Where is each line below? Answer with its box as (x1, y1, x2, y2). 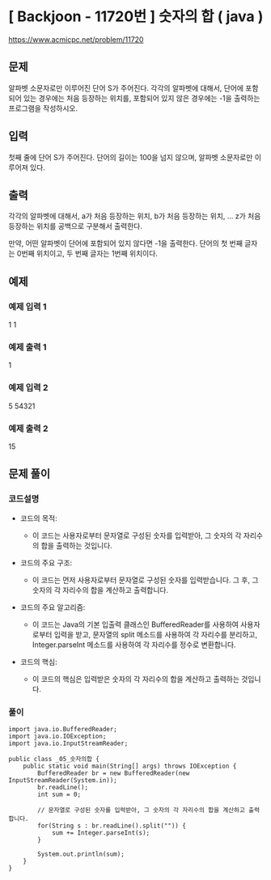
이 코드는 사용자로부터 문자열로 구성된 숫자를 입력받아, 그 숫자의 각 (32, 531, 242, 540)
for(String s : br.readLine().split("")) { (37, 822, 186, 830)
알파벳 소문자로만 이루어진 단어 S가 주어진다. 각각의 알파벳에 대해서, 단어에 (8, 82, 244, 93)
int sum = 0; (37, 790, 82, 798)
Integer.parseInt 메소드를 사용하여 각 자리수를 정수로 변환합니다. (32, 640, 236, 649)
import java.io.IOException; (8, 732, 107, 740)
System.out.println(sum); (37, 850, 125, 858)
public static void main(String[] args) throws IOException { (23, 762, 237, 770)
